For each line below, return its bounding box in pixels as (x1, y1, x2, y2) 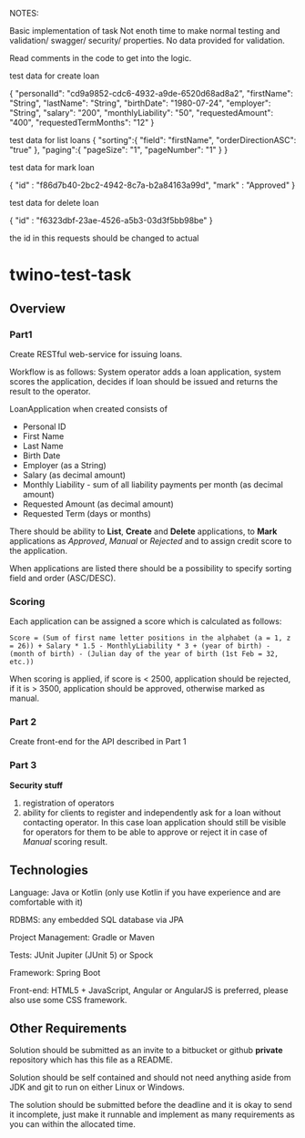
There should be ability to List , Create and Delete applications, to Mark (9, 526, 278, 537)
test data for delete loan (9, 198, 99, 208)
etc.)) (9, 658, 35, 667)
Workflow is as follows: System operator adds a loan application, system (9, 366, 281, 377)
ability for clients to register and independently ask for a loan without (22, 806, 281, 818)
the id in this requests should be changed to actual (9, 232, 199, 243)
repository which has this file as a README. (9, 1054, 173, 1065)
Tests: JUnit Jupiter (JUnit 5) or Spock (9, 949, 154, 960)
